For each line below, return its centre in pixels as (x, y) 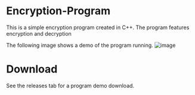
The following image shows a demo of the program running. (80, 45)
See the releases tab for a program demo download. (70, 85)
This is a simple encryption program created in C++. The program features (98, 27)
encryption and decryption (39, 33)
